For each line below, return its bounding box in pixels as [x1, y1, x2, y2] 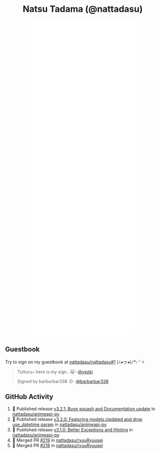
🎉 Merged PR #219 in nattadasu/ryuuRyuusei [12, 437, 103, 443]
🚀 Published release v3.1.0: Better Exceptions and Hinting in [12, 426, 133, 432]
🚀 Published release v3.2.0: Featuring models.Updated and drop [12, 416, 143, 422]
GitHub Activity [5, 393, 54, 401]
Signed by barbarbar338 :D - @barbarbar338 [17, 378, 109, 384]
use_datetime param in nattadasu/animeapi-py [12, 421, 107, 427]
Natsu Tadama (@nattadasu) [23, 3, 143, 15]
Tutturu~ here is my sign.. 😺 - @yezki [17, 369, 93, 375]
